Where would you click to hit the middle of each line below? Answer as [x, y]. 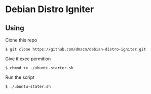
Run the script [20, 77]
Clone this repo [21, 40]
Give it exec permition [28, 59]
